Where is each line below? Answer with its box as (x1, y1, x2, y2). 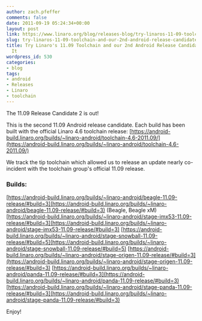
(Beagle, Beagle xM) (106, 206, 158, 214)
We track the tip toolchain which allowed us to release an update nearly (6, 158, 183, 166)
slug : (6, 37, 20, 43)
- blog (6, 65, 23, 71)
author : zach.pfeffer (6, 8, 61, 15)
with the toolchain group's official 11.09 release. (27, 165, 145, 172)
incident (6, 165, 26, 172)
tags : (6, 71, 20, 77)
